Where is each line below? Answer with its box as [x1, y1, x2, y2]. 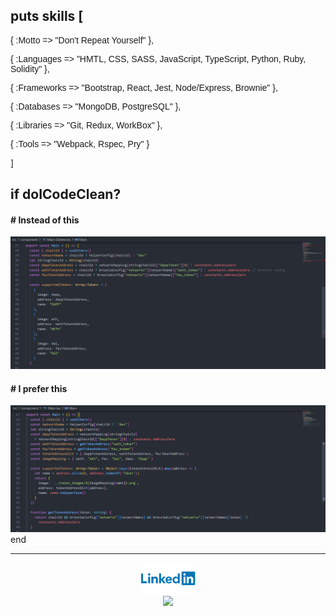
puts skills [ [10, 8, 84, 25]
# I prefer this [10, 382, 68, 394]
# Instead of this [10, 214, 80, 226]
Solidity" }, [10, 63, 50, 74]
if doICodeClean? [10, 186, 122, 203]
